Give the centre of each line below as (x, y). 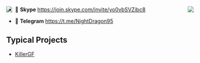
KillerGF (24, 54)
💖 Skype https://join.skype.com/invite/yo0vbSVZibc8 (80, 10)
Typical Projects (37, 40)
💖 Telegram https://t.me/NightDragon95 (64, 21)
